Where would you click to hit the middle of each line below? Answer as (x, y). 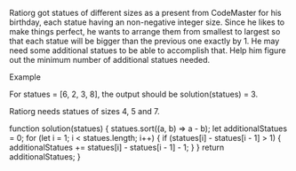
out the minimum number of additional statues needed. (110, 60)
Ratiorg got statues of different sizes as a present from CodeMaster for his (145, 13)
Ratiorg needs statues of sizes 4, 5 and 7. (84, 111)
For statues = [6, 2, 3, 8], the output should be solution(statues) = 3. (134, 94)
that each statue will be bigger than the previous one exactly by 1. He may (144, 41)
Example (25, 77)
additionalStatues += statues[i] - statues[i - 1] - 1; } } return (117, 147)
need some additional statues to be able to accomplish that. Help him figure (148, 51)
